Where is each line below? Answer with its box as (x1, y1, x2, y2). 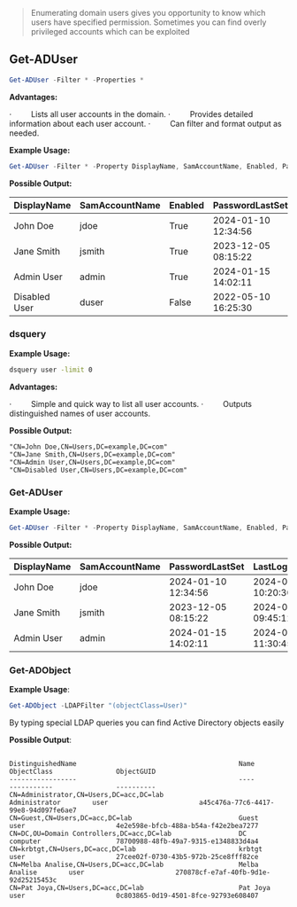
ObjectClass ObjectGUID (9, 767, 156, 777)
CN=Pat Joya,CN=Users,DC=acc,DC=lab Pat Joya (9, 884, 271, 893)
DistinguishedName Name (9, 760, 255, 769)
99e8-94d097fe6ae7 (9, 806, 77, 815)
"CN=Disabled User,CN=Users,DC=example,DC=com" (9, 465, 188, 474)
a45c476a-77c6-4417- (198, 798, 275, 808)
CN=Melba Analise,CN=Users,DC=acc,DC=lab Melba (9, 860, 259, 870)
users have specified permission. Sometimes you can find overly (30, 17, 267, 27)
